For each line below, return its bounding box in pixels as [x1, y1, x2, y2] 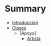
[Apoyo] [19, 30, 36, 36]
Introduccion [11, 19, 38, 25]
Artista [26, 35, 41, 41]
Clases [11, 24, 26, 30]
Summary [4, 3, 46, 14]
